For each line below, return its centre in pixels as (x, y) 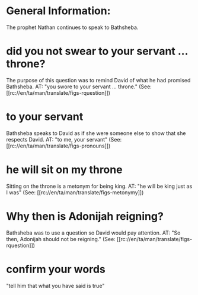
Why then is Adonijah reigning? (85, 216)
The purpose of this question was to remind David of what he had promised (98, 80)
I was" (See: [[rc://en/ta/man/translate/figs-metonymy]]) (75, 192)
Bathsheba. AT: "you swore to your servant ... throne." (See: (79, 86)
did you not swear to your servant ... (97, 51)
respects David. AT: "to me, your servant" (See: (64, 139)
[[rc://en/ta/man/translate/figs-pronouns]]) (58, 146)
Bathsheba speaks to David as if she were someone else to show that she (96, 133)
